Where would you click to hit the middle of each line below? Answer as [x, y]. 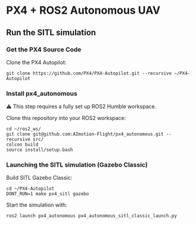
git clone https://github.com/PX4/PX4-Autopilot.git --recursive [89, 73]
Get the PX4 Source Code [44, 50]
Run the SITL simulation [51, 33]
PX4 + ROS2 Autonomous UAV [83, 10]
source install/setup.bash [40, 150]
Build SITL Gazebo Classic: [39, 178]
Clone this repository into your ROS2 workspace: [66, 118]
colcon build [22, 145]
